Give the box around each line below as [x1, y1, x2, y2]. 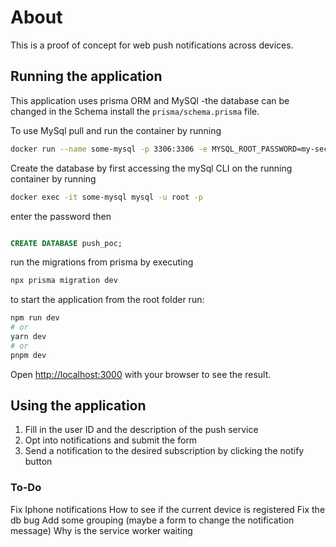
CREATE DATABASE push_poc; [10, 238, 123, 248]
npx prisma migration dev [10, 276, 118, 286]
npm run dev [10, 313, 60, 323]
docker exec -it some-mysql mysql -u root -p [10, 192, 203, 202]
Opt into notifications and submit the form [24, 434, 198, 446]
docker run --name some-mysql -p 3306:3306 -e [10, 144, 208, 154]
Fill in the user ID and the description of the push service [24, 424, 259, 436]
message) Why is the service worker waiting [10, 524, 193, 536]
